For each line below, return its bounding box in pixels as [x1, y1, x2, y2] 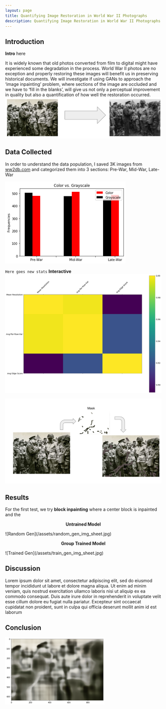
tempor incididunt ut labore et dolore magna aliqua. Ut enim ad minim [5, 583, 147, 589]
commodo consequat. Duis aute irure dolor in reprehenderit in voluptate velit [5, 593, 161, 599]
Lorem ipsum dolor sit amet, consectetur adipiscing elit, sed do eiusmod [5, 578, 153, 584]
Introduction [5, 37, 45, 46]
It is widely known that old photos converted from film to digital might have [5, 60, 158, 66]
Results [5, 493, 29, 502]
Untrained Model [65, 521, 101, 527]
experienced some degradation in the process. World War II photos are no [5, 65, 156, 71]
